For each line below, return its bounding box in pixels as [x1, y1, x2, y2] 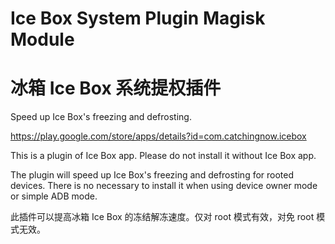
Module [10, 28, 75, 51]
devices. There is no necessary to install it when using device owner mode [10, 180, 318, 192]
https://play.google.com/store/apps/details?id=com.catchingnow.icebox [10, 130, 307, 142]
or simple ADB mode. [10, 190, 98, 202]
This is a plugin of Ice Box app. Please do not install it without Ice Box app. [10, 150, 317, 162]
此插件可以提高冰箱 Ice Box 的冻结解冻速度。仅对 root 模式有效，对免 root [10, 211, 315, 223]
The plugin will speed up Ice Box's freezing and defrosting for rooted [10, 169, 295, 181]
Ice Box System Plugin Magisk [10, 7, 266, 30]
